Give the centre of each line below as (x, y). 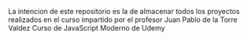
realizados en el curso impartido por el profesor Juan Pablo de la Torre (123, 20)
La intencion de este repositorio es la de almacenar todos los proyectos (124, 11)
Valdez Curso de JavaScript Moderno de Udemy (87, 28)
